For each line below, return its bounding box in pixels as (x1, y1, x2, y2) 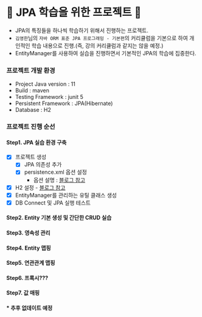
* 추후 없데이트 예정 (6, 304, 53, 312)
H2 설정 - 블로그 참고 (15, 183, 66, 191)
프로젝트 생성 (15, 153, 47, 161)
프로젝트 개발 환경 (6, 66, 56, 75)
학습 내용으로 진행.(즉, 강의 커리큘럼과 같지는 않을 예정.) (31, 42, 164, 49)
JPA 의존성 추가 (24, 161, 62, 168)
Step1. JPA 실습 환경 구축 (6, 138, 67, 146)
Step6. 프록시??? (6, 274, 49, 281)
